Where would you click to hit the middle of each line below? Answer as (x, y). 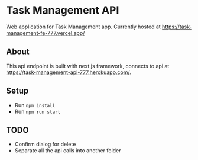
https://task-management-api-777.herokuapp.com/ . (69, 72)
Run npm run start (38, 111)
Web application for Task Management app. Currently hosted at (83, 27)
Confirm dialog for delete (45, 144)
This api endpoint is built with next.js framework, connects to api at (88, 66)
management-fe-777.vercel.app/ (46, 33)
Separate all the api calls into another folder (68, 151)
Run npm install (35, 105)
